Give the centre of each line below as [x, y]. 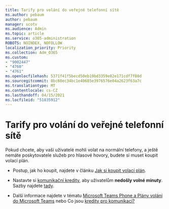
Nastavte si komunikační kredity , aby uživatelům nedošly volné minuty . [88, 181]
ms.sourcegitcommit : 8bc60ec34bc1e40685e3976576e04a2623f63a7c [74, 81]
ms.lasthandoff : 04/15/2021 [35, 95]
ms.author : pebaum [25, 15]
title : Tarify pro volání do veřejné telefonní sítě [62, 10]
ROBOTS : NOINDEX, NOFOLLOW [34, 43]
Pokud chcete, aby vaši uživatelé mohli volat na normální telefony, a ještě [82, 150]
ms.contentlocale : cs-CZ [31, 90]
